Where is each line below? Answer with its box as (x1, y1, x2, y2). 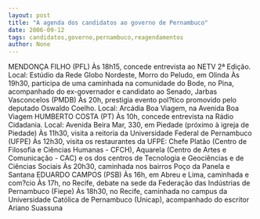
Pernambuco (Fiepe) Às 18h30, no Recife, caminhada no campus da (8, 187, 228, 196)
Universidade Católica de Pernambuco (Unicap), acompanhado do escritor (8, 195, 249, 204)
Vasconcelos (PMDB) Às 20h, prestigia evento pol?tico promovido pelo (8, 95, 237, 105)
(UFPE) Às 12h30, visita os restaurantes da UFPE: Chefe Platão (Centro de (8, 137, 247, 146)
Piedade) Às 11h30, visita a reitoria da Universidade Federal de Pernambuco (8, 128, 252, 138)
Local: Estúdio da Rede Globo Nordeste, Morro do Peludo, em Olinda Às (8, 70, 240, 80)
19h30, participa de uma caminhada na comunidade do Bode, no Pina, (8, 79, 235, 88)
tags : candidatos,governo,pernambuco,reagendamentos (8, 33, 184, 41)
